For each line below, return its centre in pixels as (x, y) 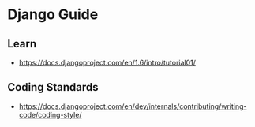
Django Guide (53, 15)
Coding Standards (53, 87)
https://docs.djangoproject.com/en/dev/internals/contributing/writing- (133, 106)
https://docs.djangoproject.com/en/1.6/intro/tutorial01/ (107, 62)
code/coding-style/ (50, 114)
